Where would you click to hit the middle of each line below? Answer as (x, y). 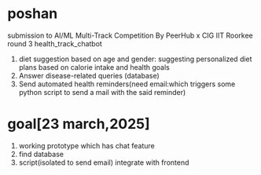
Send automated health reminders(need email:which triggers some (127, 84)
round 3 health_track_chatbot (55, 43)
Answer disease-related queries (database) (89, 75)
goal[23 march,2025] (79, 124)
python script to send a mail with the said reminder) (102, 92)
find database (41, 154)
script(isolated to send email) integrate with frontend (104, 162)
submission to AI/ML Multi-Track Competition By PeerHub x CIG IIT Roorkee (130, 35)
